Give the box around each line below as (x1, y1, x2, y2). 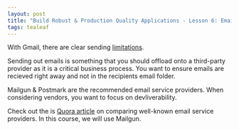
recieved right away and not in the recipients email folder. (7, 72, 176, 80)
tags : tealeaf (7, 23, 50, 31)
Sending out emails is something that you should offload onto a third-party (7, 57, 226, 65)
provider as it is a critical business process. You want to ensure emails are (7, 65, 224, 73)
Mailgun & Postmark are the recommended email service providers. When (7, 86, 224, 94)
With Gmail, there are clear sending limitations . (7, 43, 144, 52)
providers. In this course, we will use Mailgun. (7, 114, 142, 123)
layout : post (7, 10, 46, 18)
